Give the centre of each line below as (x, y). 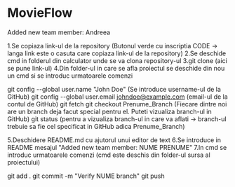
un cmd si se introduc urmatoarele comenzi (70, 76)
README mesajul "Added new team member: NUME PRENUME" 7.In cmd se (117, 147)
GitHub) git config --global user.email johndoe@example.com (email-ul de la (117, 97)
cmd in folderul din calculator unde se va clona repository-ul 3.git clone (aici (117, 60)
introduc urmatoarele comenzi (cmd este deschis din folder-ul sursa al (109, 155)
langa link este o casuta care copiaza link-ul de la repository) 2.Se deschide (117, 53)
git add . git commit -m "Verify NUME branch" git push (86, 176)
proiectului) (24, 162)
